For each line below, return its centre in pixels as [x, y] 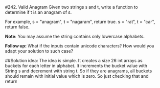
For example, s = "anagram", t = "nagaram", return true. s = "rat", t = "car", [80, 22]
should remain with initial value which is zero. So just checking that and [77, 76]
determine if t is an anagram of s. [38, 12]
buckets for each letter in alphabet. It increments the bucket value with [76, 66]
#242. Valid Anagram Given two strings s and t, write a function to [71, 7]
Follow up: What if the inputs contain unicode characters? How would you [80, 46]
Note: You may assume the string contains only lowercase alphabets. [75, 36]
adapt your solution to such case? [39, 51]
